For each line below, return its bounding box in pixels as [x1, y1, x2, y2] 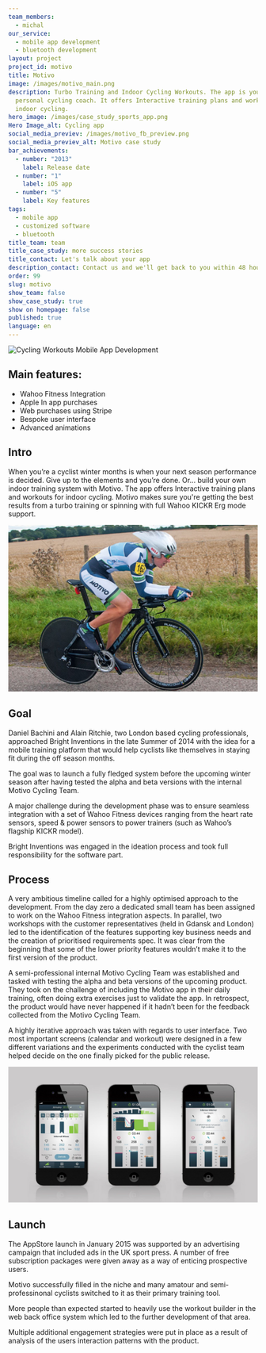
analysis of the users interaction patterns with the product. [8, 1336, 199, 1345]
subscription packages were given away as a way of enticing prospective [8, 1255, 248, 1265]
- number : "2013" [15, 155, 73, 163]
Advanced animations [19, 423, 91, 432]
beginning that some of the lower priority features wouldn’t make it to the [8, 945, 247, 954]
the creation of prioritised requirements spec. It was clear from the [8, 936, 226, 945]
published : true [8, 314, 62, 322]
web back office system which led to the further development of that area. [8, 1312, 251, 1321]
